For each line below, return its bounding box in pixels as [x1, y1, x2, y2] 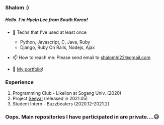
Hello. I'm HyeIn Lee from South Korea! [5, 17, 88, 23]
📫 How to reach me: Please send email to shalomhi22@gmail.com [12, 54, 151, 60]
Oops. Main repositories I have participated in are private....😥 [5, 113, 159, 120]
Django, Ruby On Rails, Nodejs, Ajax [20, 44, 95, 50]
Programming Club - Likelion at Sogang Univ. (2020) [12, 90, 122, 96]
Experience [5, 79, 34, 86]
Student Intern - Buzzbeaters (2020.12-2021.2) [12, 101, 110, 107]
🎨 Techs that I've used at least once [12, 29, 87, 35]
